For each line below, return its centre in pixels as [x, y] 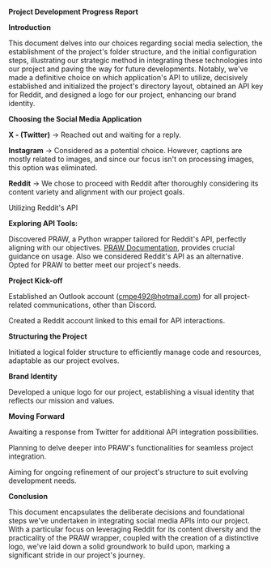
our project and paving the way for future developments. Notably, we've [128, 69]
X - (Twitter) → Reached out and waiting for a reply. [95, 135]
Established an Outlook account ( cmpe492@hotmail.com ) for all [115, 296]
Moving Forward [36, 416]
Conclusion [28, 496]
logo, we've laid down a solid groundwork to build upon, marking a [119, 547]
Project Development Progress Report [74, 12]
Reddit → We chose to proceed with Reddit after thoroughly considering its [133, 183]
